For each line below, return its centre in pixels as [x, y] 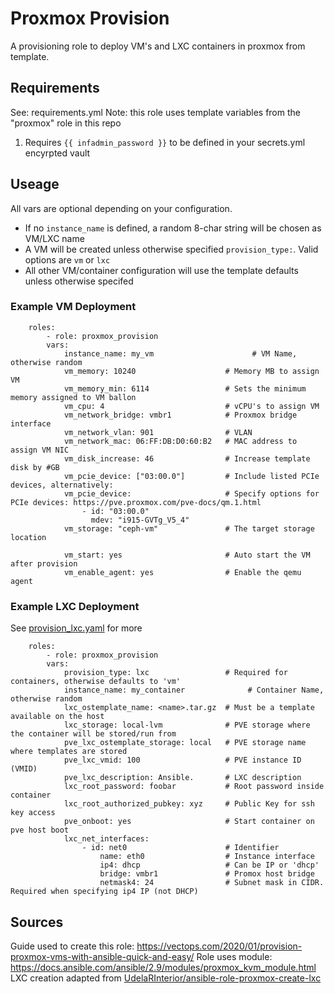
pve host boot [40, 830]
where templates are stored [69, 752]
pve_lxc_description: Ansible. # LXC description [182, 778]
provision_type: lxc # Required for [175, 673]
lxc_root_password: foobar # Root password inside [194, 787]
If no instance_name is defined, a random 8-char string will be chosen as [173, 228]
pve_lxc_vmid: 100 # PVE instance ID [182, 760]
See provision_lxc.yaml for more [76, 628]
